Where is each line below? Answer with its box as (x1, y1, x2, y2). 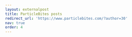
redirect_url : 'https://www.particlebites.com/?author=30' (5, 16, 128, 21)
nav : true (5, 20, 25, 25)
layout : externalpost (5, 7, 49, 12)
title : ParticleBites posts (5, 12, 63, 16)
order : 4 (5, 25, 23, 30)
